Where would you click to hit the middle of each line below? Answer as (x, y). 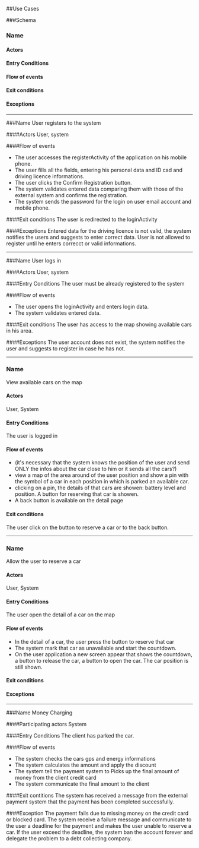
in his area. (20, 330)
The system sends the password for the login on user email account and (103, 201)
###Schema (21, 20)
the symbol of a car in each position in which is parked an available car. (102, 482)
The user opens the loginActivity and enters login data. (82, 306)
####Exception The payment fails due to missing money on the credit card (97, 814)
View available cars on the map (44, 382)
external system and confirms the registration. (71, 195)
